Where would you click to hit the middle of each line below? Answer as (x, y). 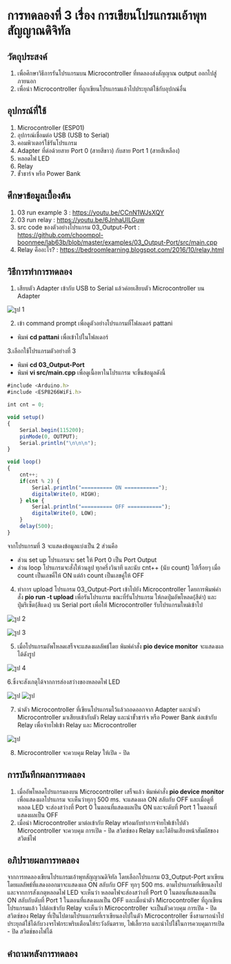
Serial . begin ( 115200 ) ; (52, 430)
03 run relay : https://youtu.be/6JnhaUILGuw (81, 219)
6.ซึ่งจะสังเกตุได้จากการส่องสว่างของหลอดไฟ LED (64, 682)
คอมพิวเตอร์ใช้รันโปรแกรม (47, 143)
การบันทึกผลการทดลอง (46, 775)
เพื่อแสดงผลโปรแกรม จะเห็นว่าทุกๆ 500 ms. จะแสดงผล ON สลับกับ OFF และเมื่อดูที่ (115, 799)
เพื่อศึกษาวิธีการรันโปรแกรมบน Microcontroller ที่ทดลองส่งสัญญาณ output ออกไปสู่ (117, 73)
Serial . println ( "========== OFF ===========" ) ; (101, 507)
